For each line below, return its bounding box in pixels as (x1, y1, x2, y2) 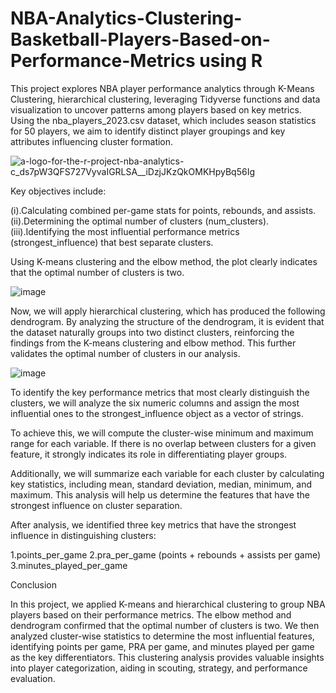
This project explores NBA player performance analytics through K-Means (10, 82, 315, 94)
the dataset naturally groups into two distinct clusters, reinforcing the (10, 326, 295, 338)
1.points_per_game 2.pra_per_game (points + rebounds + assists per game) (10, 548, 322, 561)
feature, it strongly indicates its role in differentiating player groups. (10, 448, 288, 460)
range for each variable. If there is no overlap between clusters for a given (10, 437, 317, 449)
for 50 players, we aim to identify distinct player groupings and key (10, 125, 286, 137)
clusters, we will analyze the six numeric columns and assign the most (10, 397, 300, 409)
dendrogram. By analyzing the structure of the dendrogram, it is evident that (10, 315, 325, 327)
